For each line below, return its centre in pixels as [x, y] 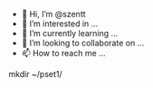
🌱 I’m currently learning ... [70, 33]
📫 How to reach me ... [63, 53]
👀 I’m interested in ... [60, 24]
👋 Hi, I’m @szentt [54, 14]
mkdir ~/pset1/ [35, 74]
